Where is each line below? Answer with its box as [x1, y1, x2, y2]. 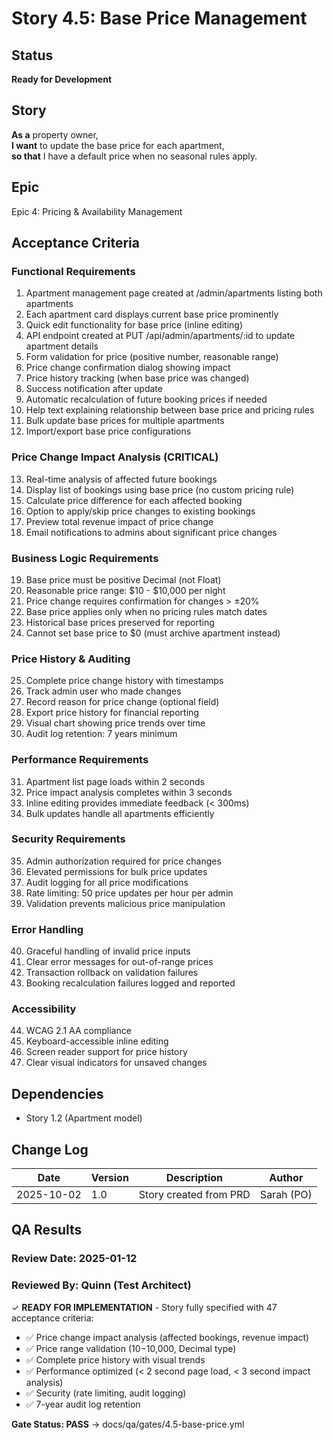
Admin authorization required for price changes [25, 855, 222, 867]
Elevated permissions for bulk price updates [25, 865, 208, 877]
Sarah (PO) [259, 1188, 313, 1202]
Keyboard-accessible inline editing [25, 1035, 169, 1047]
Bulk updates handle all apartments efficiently [25, 807, 215, 819]
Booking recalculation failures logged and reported [25, 977, 236, 989]
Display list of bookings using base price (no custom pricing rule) [25, 483, 295, 496]
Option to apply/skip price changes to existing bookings [25, 505, 256, 517]
